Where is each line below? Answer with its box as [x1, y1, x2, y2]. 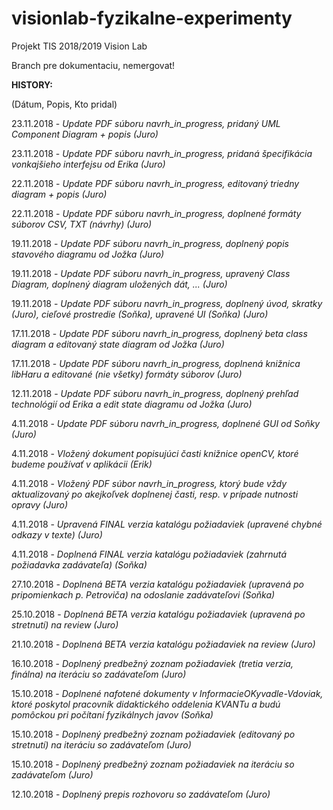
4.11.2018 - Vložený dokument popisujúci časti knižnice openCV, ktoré [11, 447, 299, 459]
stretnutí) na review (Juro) [11, 618, 119, 631]
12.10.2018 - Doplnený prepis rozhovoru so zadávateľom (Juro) [11, 788, 271, 800]
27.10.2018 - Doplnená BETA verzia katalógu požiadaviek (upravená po [11, 578, 304, 590]
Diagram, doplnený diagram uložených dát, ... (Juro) [11, 278, 228, 290]
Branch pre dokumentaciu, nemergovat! [11, 59, 176, 71]
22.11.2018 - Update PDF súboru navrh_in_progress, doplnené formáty [11, 207, 302, 219]
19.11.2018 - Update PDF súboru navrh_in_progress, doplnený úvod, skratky [11, 297, 323, 309]
